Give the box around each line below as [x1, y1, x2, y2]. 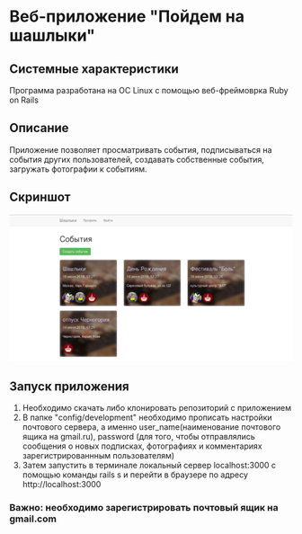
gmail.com [9, 512, 57, 525]
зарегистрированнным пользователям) [22, 450, 175, 461]
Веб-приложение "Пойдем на [9, 6, 245, 27]
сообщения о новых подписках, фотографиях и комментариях [22, 441, 262, 451]
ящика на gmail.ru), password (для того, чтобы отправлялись [22, 432, 256, 442]
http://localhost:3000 [22, 479, 102, 490]
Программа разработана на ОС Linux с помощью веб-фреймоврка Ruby [9, 85, 289, 95]
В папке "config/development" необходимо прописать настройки [22, 412, 272, 423]
